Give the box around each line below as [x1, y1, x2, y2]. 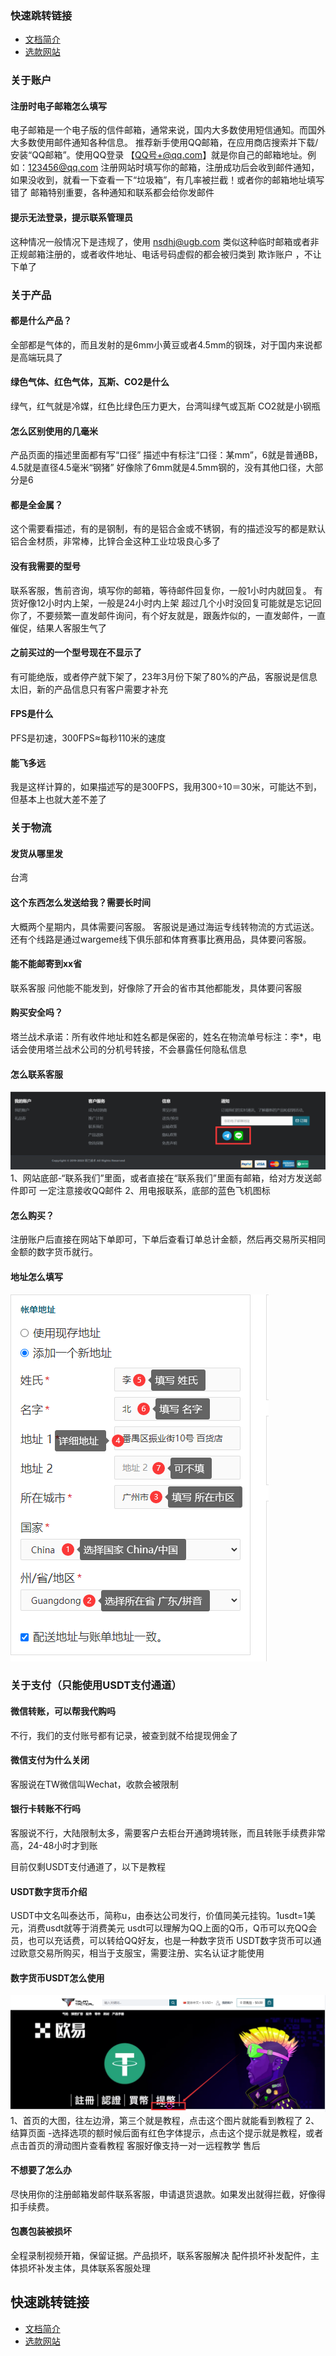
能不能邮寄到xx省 [10, 958, 83, 970]
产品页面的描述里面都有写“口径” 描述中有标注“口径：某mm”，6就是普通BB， [10, 449, 323, 461]
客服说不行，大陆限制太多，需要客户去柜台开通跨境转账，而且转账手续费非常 [10, 1827, 326, 1839]
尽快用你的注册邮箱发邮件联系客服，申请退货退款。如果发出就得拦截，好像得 [10, 2188, 326, 2200]
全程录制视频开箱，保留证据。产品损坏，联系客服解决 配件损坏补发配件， [10, 2249, 311, 2261]
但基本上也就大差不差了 [10, 793, 107, 806]
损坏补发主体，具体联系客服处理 [18, 2262, 151, 2274]
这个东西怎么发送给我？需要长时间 [10, 896, 151, 908]
